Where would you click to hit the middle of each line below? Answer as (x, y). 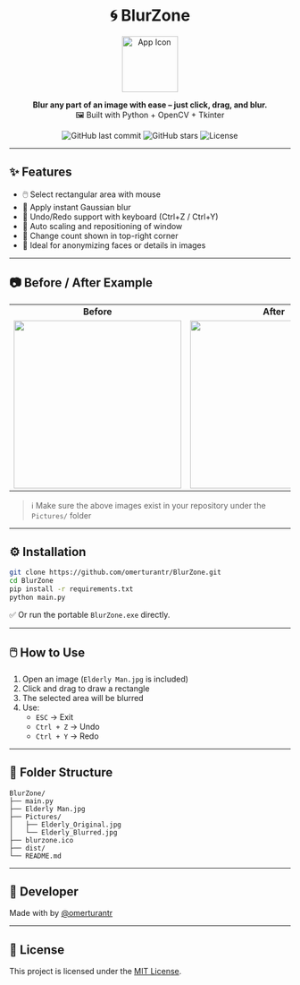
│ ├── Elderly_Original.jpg (66, 825)
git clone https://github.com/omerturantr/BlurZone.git (115, 573)
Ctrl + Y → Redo (67, 736)
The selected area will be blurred (83, 698)
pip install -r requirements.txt (71, 589)
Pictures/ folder (61, 515)
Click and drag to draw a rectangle (86, 688)
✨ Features (41, 172)
